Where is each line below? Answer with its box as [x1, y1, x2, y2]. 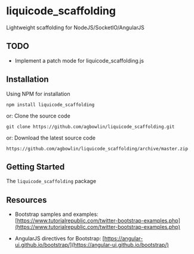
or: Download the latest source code [6, 134, 96, 141]
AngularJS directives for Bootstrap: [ [14, 235, 104, 242]
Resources [6, 195, 47, 205]
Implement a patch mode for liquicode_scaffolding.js [14, 57, 144, 64]
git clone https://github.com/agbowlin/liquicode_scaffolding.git [6, 123, 175, 129]
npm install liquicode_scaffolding [6, 101, 95, 108]
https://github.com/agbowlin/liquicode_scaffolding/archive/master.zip [6, 145, 188, 151]
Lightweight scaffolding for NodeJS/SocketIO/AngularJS [6, 24, 145, 31]
